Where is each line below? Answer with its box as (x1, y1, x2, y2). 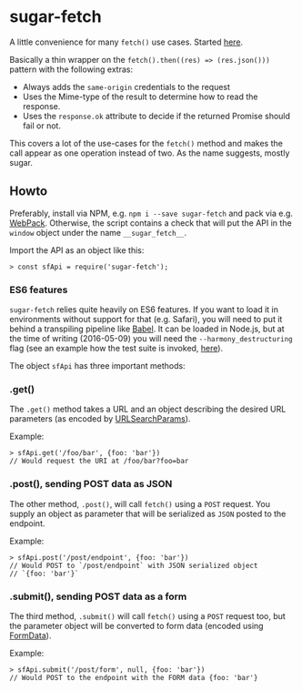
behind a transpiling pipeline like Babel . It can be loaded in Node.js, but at (9, 323, 285, 334)
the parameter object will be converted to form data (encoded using (9, 620, 264, 631)
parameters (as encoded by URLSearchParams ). (9, 413, 191, 424)
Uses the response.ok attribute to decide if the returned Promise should (22, 110, 291, 121)
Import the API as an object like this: (9, 244, 145, 256)
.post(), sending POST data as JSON (9, 478, 173, 491)
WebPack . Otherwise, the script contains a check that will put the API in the (9, 217, 293, 229)
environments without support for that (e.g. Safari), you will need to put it (9, 314, 283, 325)
